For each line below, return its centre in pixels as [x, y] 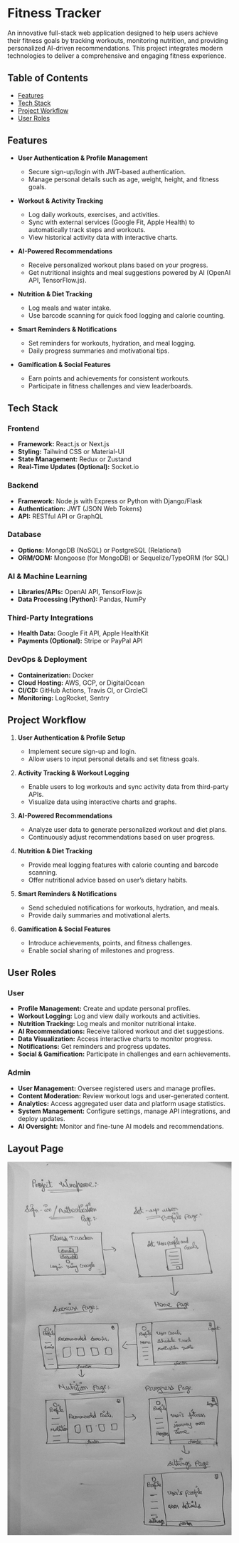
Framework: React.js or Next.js [63, 444]
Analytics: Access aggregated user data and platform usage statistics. [121, 1103]
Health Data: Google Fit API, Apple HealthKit [83, 633]
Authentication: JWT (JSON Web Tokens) [80, 508]
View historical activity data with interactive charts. [103, 237]
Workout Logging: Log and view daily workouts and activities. [109, 1016]
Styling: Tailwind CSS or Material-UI [71, 452]
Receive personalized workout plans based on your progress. [118, 265]
